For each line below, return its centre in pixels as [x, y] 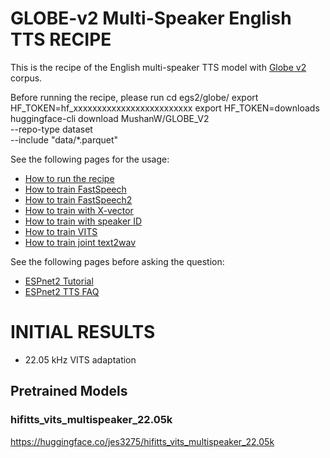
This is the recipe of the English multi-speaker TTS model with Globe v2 [158, 67]
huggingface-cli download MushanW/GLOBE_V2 [110, 118]
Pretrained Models [69, 391]
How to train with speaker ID [83, 221]
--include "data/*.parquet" [64, 139]
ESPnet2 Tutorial [59, 281]
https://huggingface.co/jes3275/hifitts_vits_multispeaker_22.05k [142, 441]
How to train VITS [61, 231]
